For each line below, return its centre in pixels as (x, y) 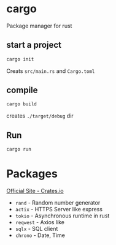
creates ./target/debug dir (40, 116)
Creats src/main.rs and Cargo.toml (51, 71)
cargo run (19, 149)
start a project (34, 45)
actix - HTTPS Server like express (59, 209)
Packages (32, 174)
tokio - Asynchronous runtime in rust (62, 216)
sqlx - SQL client (37, 228)
